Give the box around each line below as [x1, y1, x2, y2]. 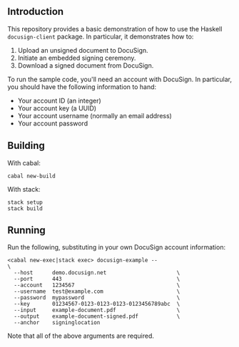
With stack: [7, 185, 41, 193]
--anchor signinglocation [14, 319, 101, 326]
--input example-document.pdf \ [14, 306, 180, 314]
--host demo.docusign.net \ [14, 269, 180, 276]
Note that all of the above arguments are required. [7, 331, 155, 341]
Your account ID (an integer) [17, 96, 101, 105]
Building [7, 140, 45, 152]
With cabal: [7, 158, 41, 167]
